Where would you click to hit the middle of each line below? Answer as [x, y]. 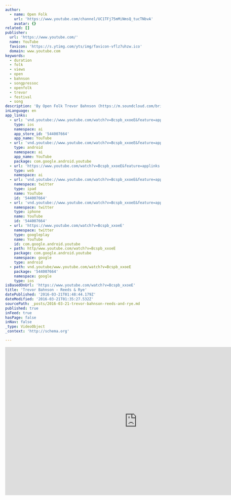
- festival [21, 97]
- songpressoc [24, 83]
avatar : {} [25, 23]
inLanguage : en [21, 111]
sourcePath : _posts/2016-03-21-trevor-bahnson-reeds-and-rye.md [73, 304]
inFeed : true [19, 313]
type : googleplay [32, 235]
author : [13, 10]
